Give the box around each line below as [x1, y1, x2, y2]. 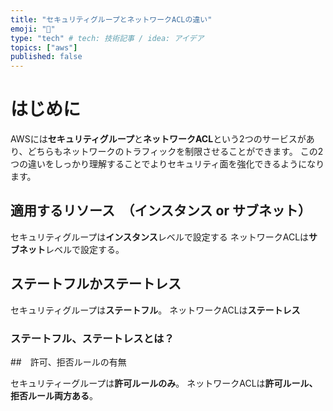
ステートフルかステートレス [10, 276, 182, 293]
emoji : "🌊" [10, 24, 56, 34]
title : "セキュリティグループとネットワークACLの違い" [10, 14, 213, 25]
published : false [10, 52, 83, 62]
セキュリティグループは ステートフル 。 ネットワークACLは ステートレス [10, 304, 301, 316]
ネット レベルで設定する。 [18, 243, 125, 255]
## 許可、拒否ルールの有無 [10, 356, 127, 368]
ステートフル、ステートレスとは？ [10, 331, 175, 345]
